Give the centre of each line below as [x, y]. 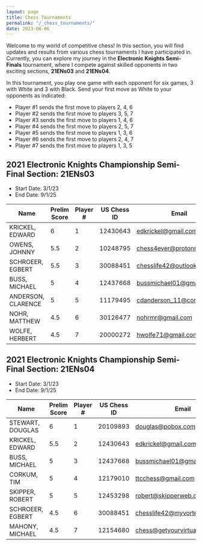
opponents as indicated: [36, 96]
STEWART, [25, 423]
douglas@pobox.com [165, 426]
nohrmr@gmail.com [164, 317]
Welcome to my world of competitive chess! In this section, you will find [95, 46]
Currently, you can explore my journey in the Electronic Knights [86, 58]
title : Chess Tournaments [38, 17]
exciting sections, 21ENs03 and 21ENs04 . [58, 71]
